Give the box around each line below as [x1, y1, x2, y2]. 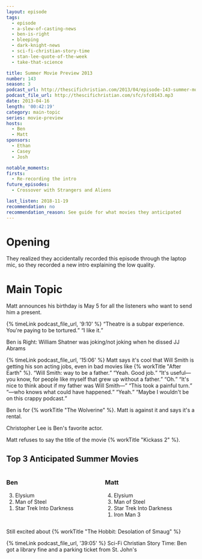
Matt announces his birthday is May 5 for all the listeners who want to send [6, 302, 192, 310]
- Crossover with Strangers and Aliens [11, 187, 112, 193]
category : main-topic [6, 109, 61, 115]
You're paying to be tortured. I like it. [6, 327, 101, 334]
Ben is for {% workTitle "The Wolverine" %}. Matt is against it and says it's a [6, 407, 195, 414]
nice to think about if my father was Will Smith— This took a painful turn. [6, 382, 191, 389]
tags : [6, 14, 20, 20]
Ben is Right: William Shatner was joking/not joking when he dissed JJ [6, 338, 180, 346]
